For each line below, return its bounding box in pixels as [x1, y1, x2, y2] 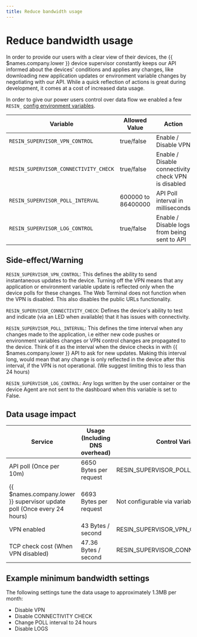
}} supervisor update [9, 497, 66, 505]
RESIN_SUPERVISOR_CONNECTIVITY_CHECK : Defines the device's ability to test [6, 307, 183, 314]
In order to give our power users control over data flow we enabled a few [6, 96, 182, 103]
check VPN [156, 172, 187, 180]
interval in [156, 196, 184, 204]
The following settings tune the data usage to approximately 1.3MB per [6, 589, 177, 596]
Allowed [123, 116, 147, 124]
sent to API [156, 235, 186, 244]
